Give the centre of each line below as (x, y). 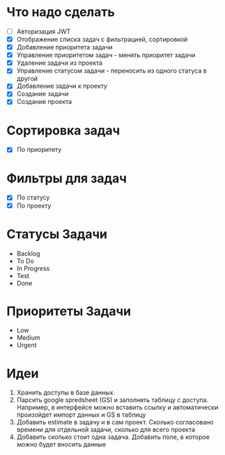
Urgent (26, 345)
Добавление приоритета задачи (64, 47)
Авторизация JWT (44, 31)
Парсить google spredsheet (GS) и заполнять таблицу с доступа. (113, 400)
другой (27, 79)
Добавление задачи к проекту (62, 86)
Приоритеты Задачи (69, 311)
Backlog (28, 253)
